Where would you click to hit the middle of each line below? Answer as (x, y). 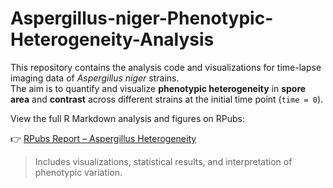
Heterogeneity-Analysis (112, 39)
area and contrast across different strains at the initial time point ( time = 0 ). (167, 99)
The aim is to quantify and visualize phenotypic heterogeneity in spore (158, 88)
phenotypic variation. (78, 172)
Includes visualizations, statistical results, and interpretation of (163, 161)
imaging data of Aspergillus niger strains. (95, 78)
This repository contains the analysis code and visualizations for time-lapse (166, 67)
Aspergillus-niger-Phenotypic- (142, 18)
